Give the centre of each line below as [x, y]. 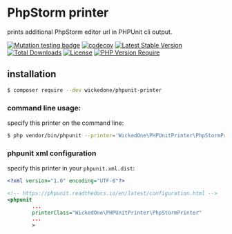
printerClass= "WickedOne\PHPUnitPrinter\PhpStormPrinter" [117, 213]
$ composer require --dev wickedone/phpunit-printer [85, 90]
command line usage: [44, 108]
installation [32, 74]
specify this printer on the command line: [66, 123]
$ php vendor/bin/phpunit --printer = [61, 135]
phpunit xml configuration [52, 153]
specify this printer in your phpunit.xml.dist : [71, 168]
